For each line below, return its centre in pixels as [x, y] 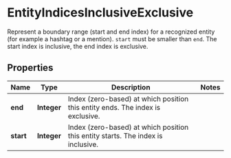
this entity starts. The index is [115, 135]
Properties [30, 68]
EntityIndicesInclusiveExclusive [100, 13]
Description [131, 87]
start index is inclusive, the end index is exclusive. [78, 46]
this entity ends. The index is [114, 107]
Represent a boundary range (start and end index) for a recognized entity [111, 32]
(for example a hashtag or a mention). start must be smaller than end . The [112, 38]
